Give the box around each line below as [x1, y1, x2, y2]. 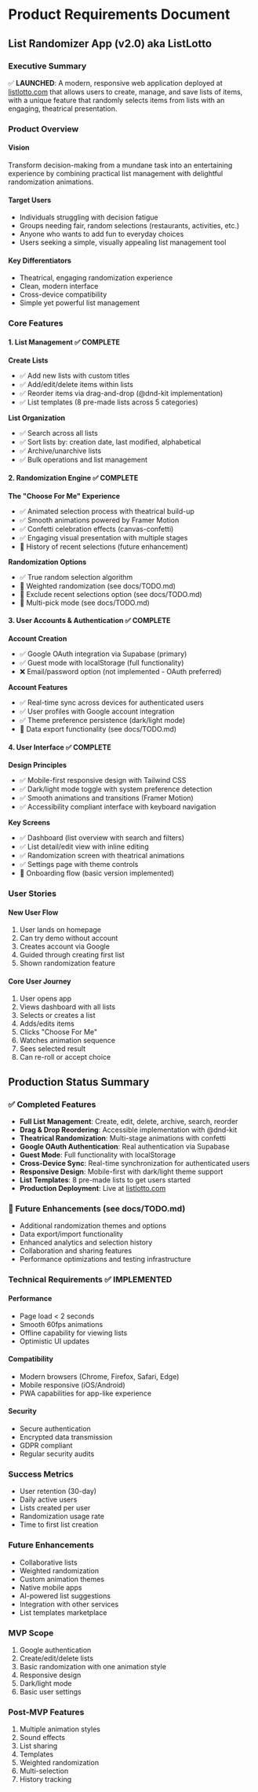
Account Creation [8, 633, 67, 643]
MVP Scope [8, 1627, 54, 1638]
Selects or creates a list [19, 1011, 96, 1020]
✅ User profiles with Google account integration [19, 706, 175, 716]
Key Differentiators [8, 256, 72, 265]
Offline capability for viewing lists [19, 1328, 128, 1337]
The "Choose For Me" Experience [8, 491, 120, 500]
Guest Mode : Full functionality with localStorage [19, 1150, 176, 1160]
